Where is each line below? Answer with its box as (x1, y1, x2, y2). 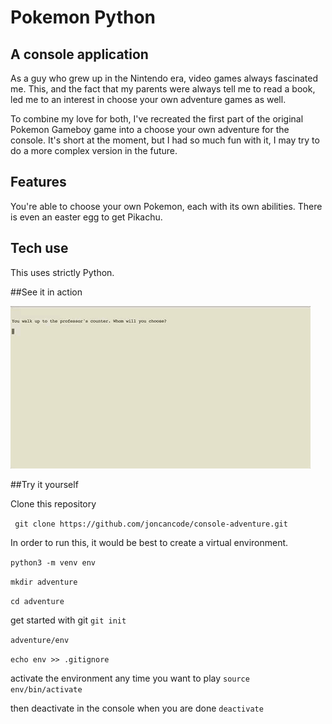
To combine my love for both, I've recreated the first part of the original (10, 113, 304, 125)
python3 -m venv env (10, 557, 97, 568)
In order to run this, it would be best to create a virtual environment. (10, 536, 289, 548)
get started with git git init (10, 614, 127, 626)
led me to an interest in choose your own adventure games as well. (10, 94, 287, 105)
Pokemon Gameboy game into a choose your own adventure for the (10, 124, 290, 135)
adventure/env (10, 635, 70, 645)
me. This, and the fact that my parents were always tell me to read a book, (10, 83, 316, 95)
